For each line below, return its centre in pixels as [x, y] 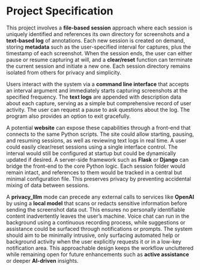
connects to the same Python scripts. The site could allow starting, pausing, [100, 134]
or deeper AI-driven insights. [43, 260]
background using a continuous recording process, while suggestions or [96, 222]
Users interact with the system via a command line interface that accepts [98, 84]
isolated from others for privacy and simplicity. [64, 72]
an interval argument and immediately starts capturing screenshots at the [97, 90]
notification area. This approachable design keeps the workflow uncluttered [100, 248]
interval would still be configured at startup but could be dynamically [91, 153]
